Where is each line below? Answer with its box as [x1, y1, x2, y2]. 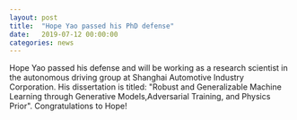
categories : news [9, 38, 74, 47]
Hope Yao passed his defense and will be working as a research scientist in [9, 63, 289, 73]
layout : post [9, 13, 58, 22]
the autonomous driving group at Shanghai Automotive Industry [9, 73, 245, 83]
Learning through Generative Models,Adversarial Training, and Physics [9, 91, 271, 102]
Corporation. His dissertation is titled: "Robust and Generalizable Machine [9, 81, 283, 92]
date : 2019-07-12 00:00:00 [9, 30, 118, 39]
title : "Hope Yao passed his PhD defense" [9, 21, 175, 30]
